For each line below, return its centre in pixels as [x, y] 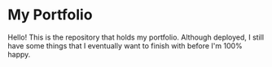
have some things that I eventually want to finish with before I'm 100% [125, 45]
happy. [19, 54]
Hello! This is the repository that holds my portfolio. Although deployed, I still [136, 37]
